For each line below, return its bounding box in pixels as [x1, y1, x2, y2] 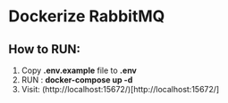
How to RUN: [8, 42, 81, 57]
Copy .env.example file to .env [21, 65, 138, 75]
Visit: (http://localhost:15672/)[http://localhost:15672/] [21, 84, 220, 94]
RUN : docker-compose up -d [21, 75, 133, 85]
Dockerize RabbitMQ [8, 6, 165, 27]
